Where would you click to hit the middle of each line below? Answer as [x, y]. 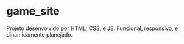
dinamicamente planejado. [40, 34]
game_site [33, 11]
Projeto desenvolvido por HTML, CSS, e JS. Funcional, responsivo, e [92, 28]
